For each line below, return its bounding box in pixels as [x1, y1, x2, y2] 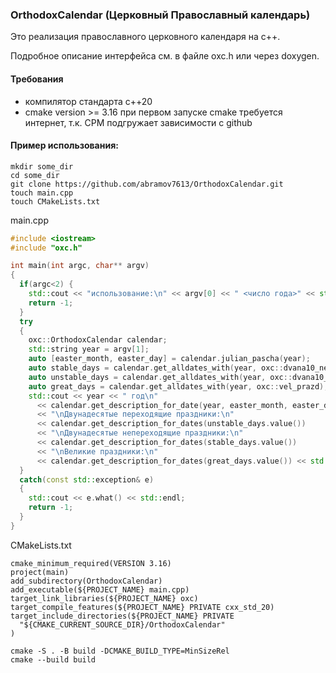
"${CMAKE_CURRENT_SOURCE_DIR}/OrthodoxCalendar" [19, 619, 226, 630]
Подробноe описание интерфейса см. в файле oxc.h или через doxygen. [10, 50, 320, 62]
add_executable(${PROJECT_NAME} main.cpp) [10, 584, 190, 595]
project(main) [10, 567, 70, 577]
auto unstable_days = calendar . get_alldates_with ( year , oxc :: [28, 372, 293, 382]
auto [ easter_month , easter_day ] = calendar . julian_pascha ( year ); [28, 354, 311, 364]
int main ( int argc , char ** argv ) [10, 261, 150, 271]
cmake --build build [10, 654, 97, 665]
